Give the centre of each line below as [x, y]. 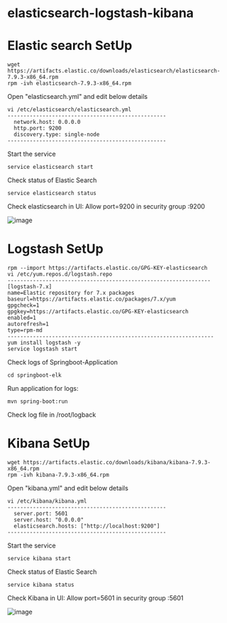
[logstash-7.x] [30, 287]
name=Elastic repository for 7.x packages [71, 293]
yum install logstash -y [44, 343]
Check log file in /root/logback [52, 415]
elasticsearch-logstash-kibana [100, 13]
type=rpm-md [25, 330]
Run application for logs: [43, 389]
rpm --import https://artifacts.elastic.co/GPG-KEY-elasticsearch [107, 268]
